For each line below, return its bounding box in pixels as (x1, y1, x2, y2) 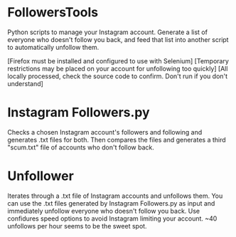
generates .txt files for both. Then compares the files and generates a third (7, 135, 226, 144)
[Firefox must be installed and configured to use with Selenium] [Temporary (7, 56, 230, 65)
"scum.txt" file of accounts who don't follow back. (7, 143, 154, 152)
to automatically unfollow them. (7, 43, 100, 51)
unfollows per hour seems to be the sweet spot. (7, 221, 147, 230)
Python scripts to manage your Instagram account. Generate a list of (7, 28, 208, 36)
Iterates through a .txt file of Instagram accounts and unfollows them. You (7, 191, 223, 200)
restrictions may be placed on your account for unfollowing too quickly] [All (7, 64, 228, 73)
